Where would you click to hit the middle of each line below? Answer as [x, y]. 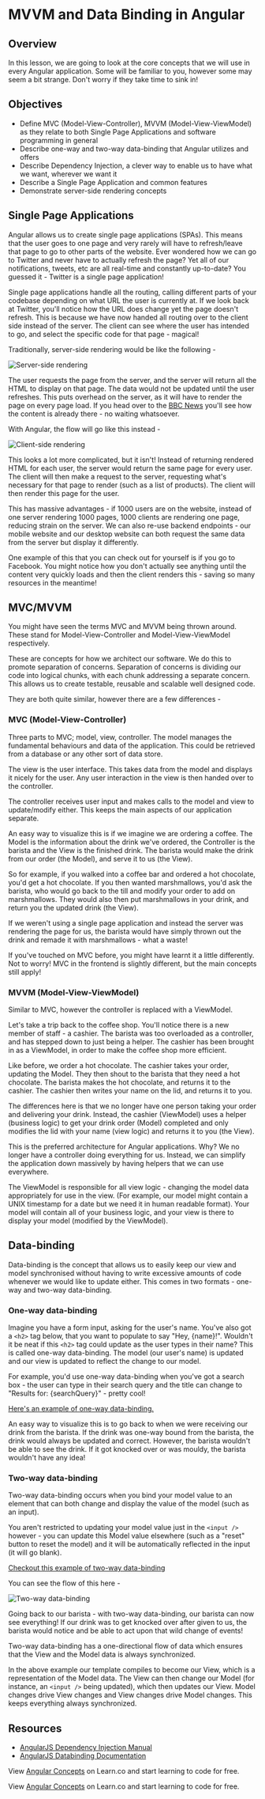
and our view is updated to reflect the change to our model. [105, 1362]
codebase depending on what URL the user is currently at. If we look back [129, 300]
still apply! [25, 971]
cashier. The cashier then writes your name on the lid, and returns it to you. [130, 1091]
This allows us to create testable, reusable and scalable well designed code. [132, 684]
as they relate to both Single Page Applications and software [118, 131]
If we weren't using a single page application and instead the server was [126, 922]
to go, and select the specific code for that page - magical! [104, 334]
